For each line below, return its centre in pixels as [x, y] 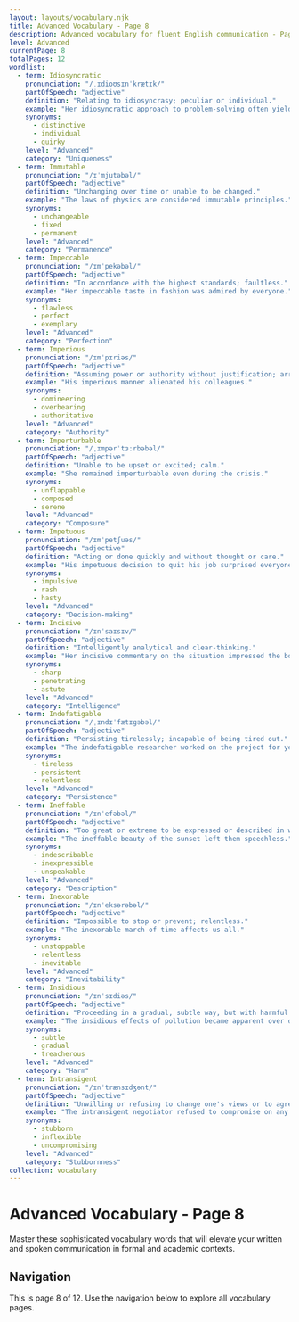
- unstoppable [59, 946]
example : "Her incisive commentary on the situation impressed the [153, 657]
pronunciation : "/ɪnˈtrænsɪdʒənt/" [91, 1087]
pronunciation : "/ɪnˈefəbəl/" [81, 814]
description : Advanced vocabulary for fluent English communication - [143, 34]
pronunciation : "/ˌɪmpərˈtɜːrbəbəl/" [95, 449]
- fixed [47, 225]
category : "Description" [71, 888]
